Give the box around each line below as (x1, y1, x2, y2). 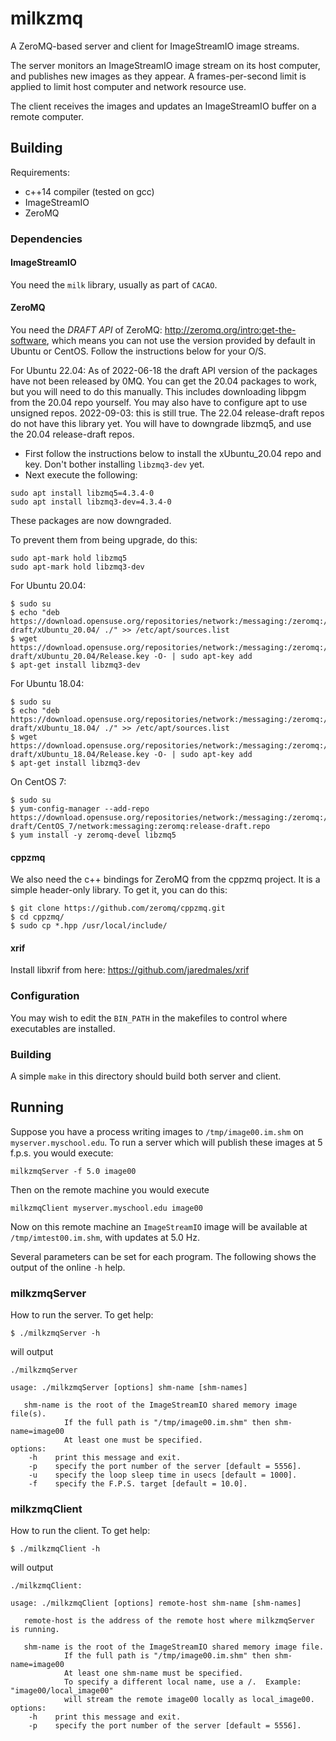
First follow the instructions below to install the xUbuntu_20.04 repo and (24, 448, 322, 460)
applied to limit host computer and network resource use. (10, 80, 247, 92)
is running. (10, 1625, 60, 1635)
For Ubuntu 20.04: (10, 580, 87, 592)
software (10, 335, 47, 347)
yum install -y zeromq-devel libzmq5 (19, 830, 177, 841)
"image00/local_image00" (10, 1686, 114, 1696)
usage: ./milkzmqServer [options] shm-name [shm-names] (10, 1383, 248, 1393)
